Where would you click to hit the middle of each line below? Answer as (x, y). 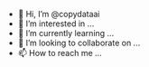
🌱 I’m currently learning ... (66, 33)
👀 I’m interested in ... (56, 24)
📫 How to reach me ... (60, 53)
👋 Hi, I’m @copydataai (59, 14)
